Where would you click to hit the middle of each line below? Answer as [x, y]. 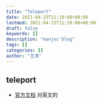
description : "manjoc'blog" [41, 39]
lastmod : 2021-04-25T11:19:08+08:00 [51, 23]
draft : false [22, 28]
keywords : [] [22, 34]
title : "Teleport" [29, 12]
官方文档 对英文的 [36, 95]
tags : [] [17, 45]
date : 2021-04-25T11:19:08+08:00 [47, 17]
